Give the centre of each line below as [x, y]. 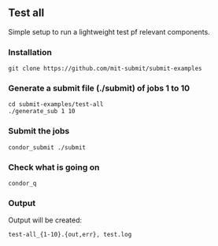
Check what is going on [54, 167]
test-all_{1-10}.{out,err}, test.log [70, 235]
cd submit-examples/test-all [56, 105]
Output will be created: [45, 220]
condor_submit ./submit [47, 147]
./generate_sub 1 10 [42, 112]
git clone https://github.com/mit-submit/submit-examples [105, 69]
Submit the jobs [39, 131]
